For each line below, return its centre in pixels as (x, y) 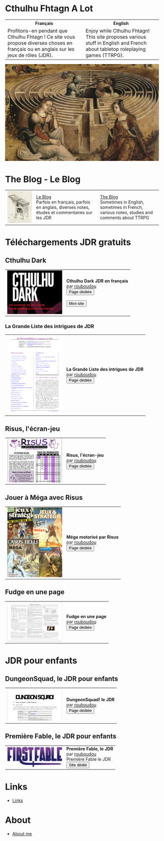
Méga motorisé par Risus (92, 537)
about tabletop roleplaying (115, 49)
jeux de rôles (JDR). (30, 55)
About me (22, 834)
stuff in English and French (116, 43)
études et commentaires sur (64, 213)
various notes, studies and (126, 213)
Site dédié (78, 765)
